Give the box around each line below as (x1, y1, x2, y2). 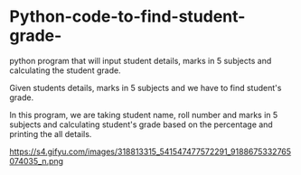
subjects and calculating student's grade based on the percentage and (9, 119, 273, 130)
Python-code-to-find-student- (9, 6, 246, 27)
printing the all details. (9, 128, 92, 139)
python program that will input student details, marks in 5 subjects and (9, 55, 272, 66)
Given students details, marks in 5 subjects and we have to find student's (9, 82, 282, 93)
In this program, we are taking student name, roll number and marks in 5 (9, 109, 278, 120)
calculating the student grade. (9, 65, 121, 76)
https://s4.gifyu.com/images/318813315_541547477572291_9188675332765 (9, 146, 292, 157)
